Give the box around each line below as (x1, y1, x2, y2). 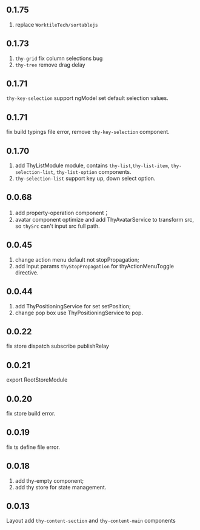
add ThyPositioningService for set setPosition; (15, 302, 132, 310)
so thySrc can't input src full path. (15, 222, 100, 230)
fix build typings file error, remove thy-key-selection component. (6, 128, 170, 136)
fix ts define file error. (6, 443, 61, 451)
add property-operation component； (15, 209, 110, 216)
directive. (15, 269, 39, 276)
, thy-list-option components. (53, 168, 132, 176)
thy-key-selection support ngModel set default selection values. (6, 94, 168, 102)
